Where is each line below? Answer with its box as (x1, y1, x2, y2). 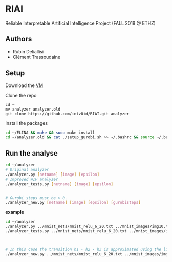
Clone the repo (5, 92, 37, 98)
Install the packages (5, 120, 48, 126)
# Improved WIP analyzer (5, 177, 58, 182)
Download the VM (5, 82, 44, 89)
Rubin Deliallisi (12, 48, 44, 54)
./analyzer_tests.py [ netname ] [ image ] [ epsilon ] (5, 181, 114, 187)
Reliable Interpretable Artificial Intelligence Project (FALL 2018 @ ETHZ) (5, 20, 156, 26)
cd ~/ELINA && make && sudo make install (5, 130, 95, 135)
